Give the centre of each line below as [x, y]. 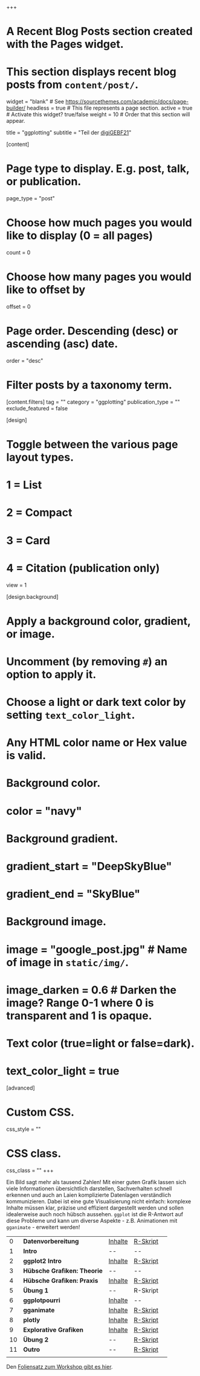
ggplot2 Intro [42, 1261]
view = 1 [17, 585]
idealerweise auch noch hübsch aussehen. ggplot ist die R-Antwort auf [95, 1214]
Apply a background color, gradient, [98, 621]
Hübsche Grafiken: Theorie [63, 1271]
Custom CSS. [40, 1112]
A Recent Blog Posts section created [100, 31]
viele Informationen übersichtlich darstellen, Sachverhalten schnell [89, 1188]
